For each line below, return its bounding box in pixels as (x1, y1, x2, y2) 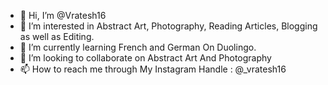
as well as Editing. (19, 31, 95, 42)
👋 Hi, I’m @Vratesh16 (19, 10, 107, 21)
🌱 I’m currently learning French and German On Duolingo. (19, 41, 257, 53)
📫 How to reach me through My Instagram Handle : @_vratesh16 (19, 63, 287, 75)
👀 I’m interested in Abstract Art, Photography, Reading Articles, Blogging (19, 20, 318, 32)
